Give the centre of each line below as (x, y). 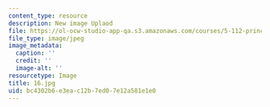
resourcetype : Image (43, 76)
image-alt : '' (39, 68)
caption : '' (36, 53)
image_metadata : (35, 46)
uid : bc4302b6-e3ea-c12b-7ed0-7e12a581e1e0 (82, 91)
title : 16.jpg (32, 83)
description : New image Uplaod (61, 23)
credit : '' (34, 61)
